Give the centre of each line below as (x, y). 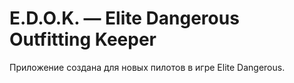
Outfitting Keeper (83, 39)
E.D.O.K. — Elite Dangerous (124, 18)
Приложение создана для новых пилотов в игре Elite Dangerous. (147, 67)
